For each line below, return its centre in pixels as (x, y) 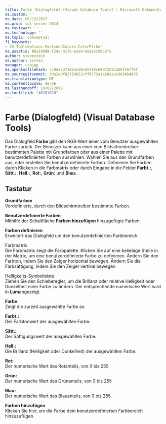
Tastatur (19, 189)
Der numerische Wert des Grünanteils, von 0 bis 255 (59, 381)
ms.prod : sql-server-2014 (32, 24)
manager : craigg (22, 65)
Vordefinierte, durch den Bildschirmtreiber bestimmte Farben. (68, 206)
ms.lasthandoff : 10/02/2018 (34, 88)
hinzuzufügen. (20, 416)
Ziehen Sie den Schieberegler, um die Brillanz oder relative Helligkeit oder (80, 281)
